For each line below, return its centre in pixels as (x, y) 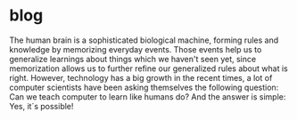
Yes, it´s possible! (41, 106)
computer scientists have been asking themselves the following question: (144, 87)
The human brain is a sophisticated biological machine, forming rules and (144, 40)
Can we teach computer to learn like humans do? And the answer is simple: (148, 96)
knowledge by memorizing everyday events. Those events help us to (136, 49)
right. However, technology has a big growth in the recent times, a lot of (141, 77)
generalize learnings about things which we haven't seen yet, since (133, 59)
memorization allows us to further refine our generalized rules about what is (148, 68)
